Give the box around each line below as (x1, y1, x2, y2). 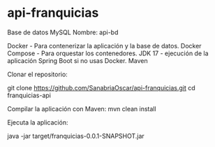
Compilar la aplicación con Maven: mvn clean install (7, 104, 156, 113)
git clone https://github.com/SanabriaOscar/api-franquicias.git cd (7, 83, 195, 92)
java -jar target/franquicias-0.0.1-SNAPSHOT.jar (7, 132, 144, 140)
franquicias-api (7, 91, 51, 99)
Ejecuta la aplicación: (7, 118, 68, 127)
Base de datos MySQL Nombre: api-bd (7, 28, 119, 36)
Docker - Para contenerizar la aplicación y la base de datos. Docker (7, 41, 202, 50)
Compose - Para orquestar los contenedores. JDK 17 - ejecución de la (7, 49, 209, 57)
